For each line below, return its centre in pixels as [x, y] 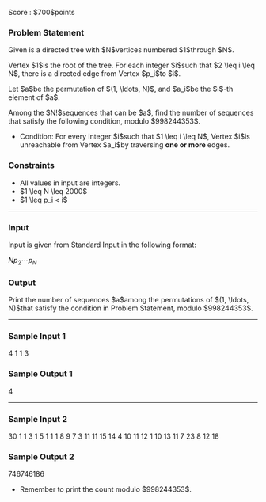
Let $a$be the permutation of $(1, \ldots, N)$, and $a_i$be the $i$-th [121, 89]
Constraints [32, 165]
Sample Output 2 [41, 457]
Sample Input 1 [37, 336]
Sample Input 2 [38, 419]
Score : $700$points [42, 12]
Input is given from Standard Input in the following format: [102, 245]
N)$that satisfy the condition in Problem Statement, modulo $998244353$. [131, 308]
